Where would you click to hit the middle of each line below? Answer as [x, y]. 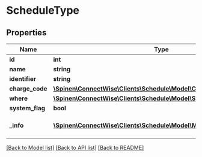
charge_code [28, 89]
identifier [23, 79]
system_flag [27, 108]
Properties [26, 33]
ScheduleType [43, 10]
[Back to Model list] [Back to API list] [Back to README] [75, 148]
